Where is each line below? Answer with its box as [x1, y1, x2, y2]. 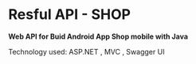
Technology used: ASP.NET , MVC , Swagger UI [8, 47, 165, 56]
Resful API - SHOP [8, 6, 131, 24]
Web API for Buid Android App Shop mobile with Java [8, 32, 189, 41]
